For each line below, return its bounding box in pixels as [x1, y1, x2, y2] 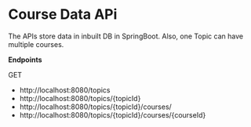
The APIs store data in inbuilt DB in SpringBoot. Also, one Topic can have [8, 31, 244, 41]
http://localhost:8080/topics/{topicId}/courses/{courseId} [19, 110, 206, 119]
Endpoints [8, 55, 42, 64]
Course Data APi [8, 5, 118, 24]
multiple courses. [8, 39, 64, 49]
